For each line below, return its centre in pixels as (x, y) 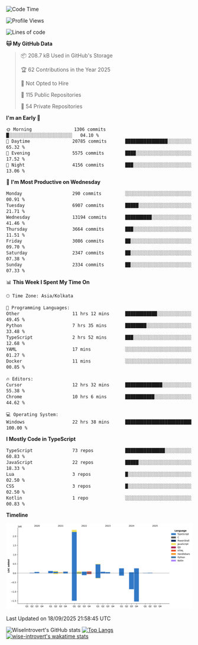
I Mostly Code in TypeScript (41, 439)
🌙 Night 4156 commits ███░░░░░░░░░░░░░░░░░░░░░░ (99, 165)
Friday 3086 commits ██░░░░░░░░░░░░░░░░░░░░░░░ (99, 241)
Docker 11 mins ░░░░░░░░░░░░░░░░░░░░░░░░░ (99, 361)
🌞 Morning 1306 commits (56, 129)
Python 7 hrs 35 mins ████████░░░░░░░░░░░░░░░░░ (99, 326)
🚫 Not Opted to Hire (45, 83)
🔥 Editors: (20, 379)
